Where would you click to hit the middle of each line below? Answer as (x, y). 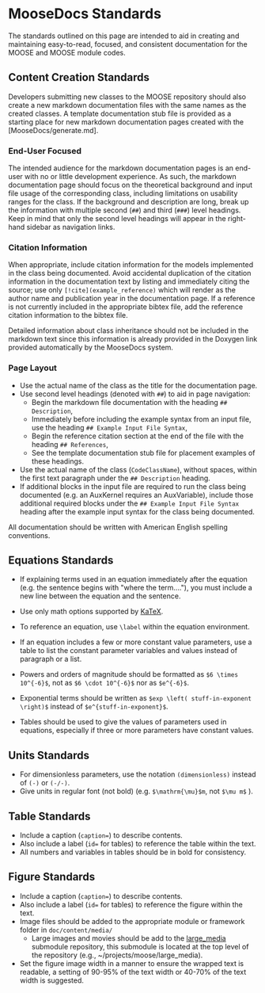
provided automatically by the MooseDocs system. (91, 348)
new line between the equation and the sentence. (100, 596)
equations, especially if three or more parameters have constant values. (137, 731)
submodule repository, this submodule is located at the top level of (140, 946)
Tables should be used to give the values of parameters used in (123, 722)
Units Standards (49, 755)
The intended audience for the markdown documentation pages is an (121, 168)
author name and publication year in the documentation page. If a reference (132, 299)
